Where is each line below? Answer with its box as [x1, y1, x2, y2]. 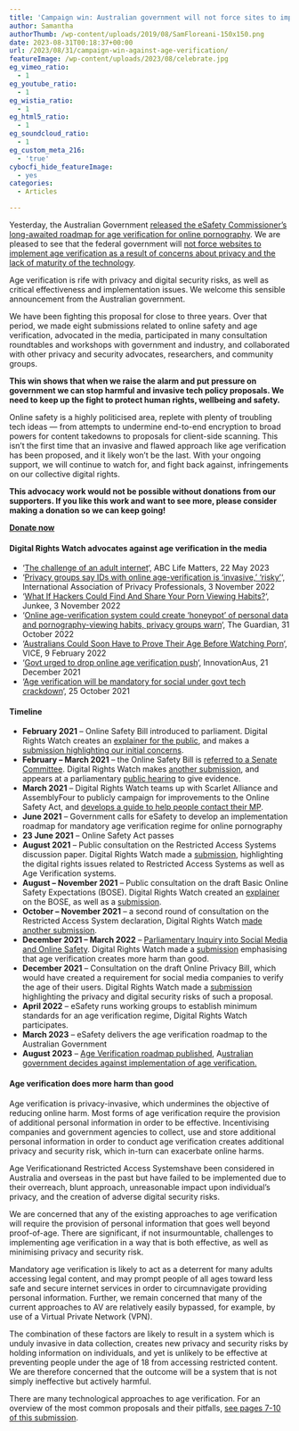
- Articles [17, 187, 58, 196]
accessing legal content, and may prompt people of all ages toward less [9, 1273, 273, 1284]
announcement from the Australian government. [9, 294, 185, 304]
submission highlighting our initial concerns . [21, 745, 184, 756]
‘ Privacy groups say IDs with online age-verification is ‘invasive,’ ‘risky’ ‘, [21, 572, 286, 583]
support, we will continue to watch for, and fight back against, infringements [9, 459, 289, 469]
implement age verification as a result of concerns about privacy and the [9, 248, 276, 259]
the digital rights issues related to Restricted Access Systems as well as [21, 858, 285, 870]
